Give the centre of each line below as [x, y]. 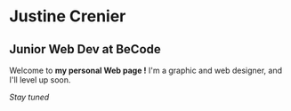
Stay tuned [29, 97]
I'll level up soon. [40, 80]
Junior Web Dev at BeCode [85, 49]
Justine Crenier [68, 16]
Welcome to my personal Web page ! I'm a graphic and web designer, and [146, 70]
